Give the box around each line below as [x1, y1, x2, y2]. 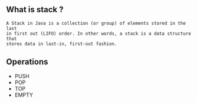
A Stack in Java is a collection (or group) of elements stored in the [6, 20, 186, 26]
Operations [6, 57, 48, 67]
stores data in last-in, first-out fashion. [6, 41, 117, 46]
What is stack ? [6, 5, 64, 15]
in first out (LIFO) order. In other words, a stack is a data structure [6, 31, 192, 36]
